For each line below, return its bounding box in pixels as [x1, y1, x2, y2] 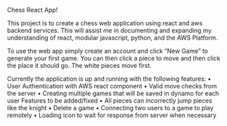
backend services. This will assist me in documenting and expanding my [7, 27, 212, 34]
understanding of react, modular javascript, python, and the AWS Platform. [7, 34, 218, 42]
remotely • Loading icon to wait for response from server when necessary [7, 111, 217, 119]
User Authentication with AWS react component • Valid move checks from [7, 82, 217, 90]
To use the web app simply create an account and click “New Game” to [7, 47, 208, 55]
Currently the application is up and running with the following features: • [7, 75, 211, 83]
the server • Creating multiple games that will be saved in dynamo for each [7, 89, 219, 97]
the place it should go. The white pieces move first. [7, 62, 152, 69]
